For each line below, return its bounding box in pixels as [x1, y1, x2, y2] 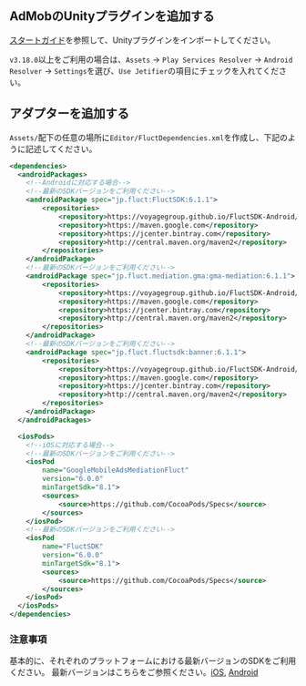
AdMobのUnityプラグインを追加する [9, 8, 216, 25]
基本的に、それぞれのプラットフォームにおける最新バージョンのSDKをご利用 [9, 655, 297, 667]
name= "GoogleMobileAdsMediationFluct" [42, 466, 189, 476]
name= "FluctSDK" [42, 542, 104, 551]
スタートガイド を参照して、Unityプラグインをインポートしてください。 [9, 35, 276, 46]
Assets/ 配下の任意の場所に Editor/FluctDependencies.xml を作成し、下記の [9, 131, 289, 143]
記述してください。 [25, 143, 97, 154]
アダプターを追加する [9, 106, 129, 121]
